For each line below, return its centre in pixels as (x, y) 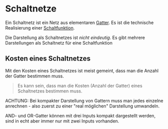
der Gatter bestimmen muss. (35, 76)
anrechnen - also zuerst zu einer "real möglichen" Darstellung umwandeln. (82, 106)
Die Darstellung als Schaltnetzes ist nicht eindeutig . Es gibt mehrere (75, 37)
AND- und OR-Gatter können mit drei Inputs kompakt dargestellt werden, (80, 115)
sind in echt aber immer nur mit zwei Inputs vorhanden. (62, 121)
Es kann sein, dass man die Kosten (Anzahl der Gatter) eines (80, 85)
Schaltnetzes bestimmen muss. (50, 91)
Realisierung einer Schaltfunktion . (40, 27)
